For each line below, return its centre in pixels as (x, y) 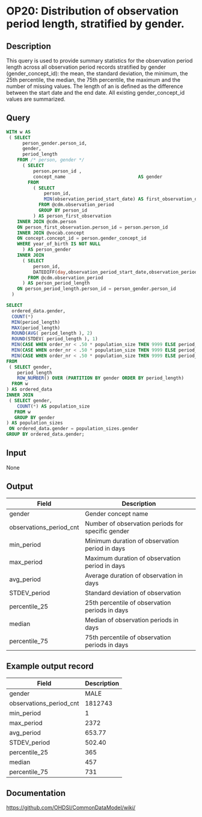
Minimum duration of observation (132, 541)
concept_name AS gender (98, 177)
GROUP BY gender (35, 417)
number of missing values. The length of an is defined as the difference (95, 86)
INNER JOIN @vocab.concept (51, 233)
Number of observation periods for (134, 523)
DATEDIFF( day (49, 272)
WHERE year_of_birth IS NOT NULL (59, 244)
